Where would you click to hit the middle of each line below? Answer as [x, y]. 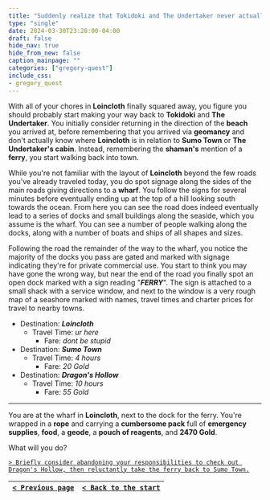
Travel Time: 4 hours [66, 358]
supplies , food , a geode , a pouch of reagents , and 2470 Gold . [113, 432]
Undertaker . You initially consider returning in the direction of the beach [128, 123]
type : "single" [34, 23]
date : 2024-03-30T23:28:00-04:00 [64, 31]
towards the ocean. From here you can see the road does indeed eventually [133, 207]
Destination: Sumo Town [61, 349]
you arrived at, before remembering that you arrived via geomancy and [127, 131]
